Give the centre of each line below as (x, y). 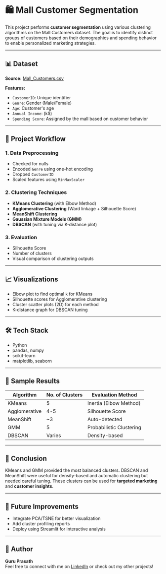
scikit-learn (24, 355)
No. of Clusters (64, 395)
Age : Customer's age (33, 108)
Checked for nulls (30, 164)
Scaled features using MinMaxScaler (48, 180)
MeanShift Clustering (35, 214)
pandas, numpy (28, 350)
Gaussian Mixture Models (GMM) (47, 219)
